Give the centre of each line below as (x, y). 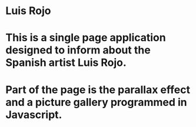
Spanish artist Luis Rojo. (66, 63)
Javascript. (34, 114)
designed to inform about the (78, 50)
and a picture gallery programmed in (97, 102)
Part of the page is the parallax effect (98, 90)
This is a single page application (86, 38)
